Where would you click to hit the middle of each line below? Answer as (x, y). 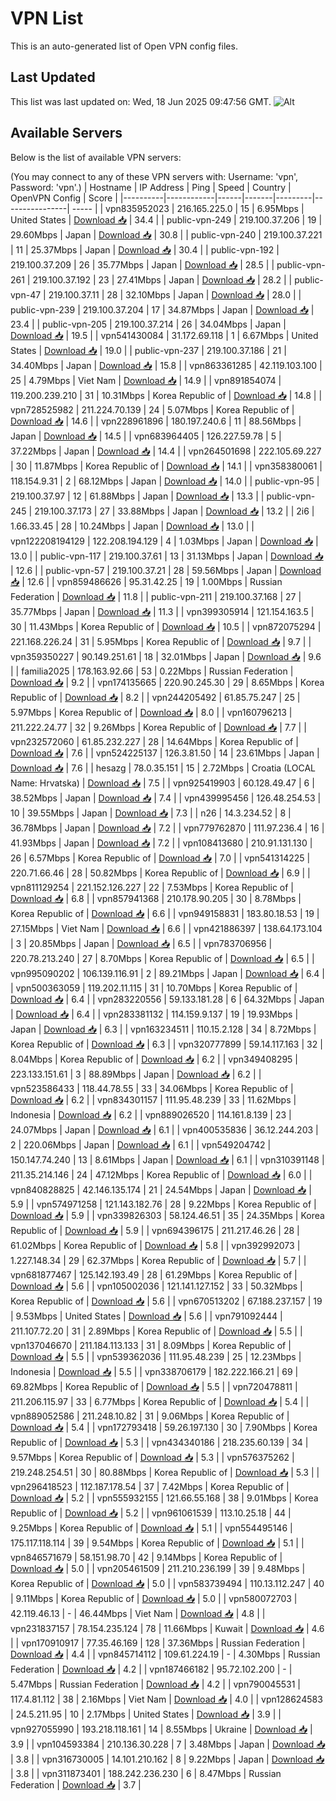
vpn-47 (26, 294)
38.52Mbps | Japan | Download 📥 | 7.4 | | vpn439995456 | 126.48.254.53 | (166, 798)
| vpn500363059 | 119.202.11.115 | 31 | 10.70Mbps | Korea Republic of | (154, 988)
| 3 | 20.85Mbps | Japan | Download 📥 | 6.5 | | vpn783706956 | (141, 943)
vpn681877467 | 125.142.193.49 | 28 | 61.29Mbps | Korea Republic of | (154, 1274)
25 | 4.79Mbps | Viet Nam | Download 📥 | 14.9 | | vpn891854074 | (146, 380)
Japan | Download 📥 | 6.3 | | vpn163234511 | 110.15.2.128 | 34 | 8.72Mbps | (163, 1029)
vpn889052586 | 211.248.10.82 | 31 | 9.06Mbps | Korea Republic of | (150, 1416)
